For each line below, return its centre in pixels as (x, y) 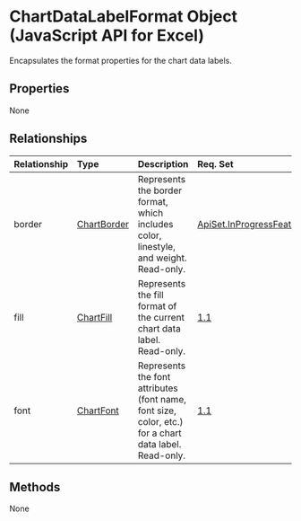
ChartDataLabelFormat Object (124, 17)
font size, (157, 411)
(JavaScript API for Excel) (107, 35)
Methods (35, 487)
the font (154, 376)
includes (155, 224)
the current (161, 317)
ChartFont (98, 411)
